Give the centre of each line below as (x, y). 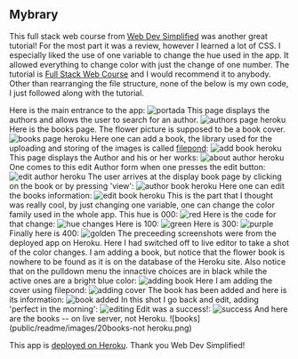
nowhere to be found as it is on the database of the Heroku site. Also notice (148, 261)
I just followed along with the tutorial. (77, 93)
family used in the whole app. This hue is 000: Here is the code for (143, 214)
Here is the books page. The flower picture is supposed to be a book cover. (148, 129)
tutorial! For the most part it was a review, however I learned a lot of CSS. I (145, 45)
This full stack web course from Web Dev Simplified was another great (139, 36)
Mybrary (34, 15)
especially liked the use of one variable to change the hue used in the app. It (149, 55)
